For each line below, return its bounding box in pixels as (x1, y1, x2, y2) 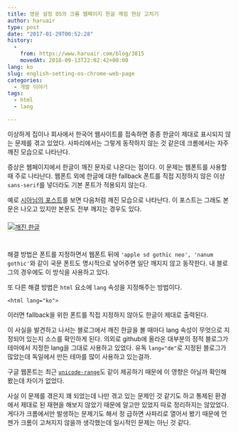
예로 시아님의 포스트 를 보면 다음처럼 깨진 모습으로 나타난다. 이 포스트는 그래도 (7, 195, 222, 204)
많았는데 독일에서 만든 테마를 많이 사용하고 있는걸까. (7, 352, 151, 360)
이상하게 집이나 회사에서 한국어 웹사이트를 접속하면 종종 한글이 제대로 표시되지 (7, 130, 224, 138)
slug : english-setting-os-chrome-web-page (7, 70, 135, 77)
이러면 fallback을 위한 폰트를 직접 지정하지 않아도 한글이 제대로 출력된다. (7, 311, 208, 319)
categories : (7, 76, 43, 84)
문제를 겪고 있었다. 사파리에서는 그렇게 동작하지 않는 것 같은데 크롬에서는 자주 (14, 138, 229, 147)
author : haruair (7, 17, 55, 24)
